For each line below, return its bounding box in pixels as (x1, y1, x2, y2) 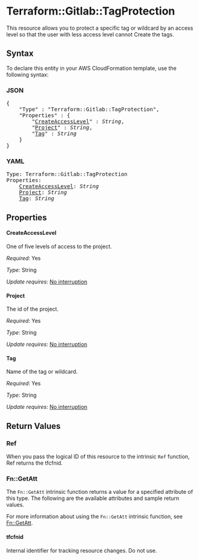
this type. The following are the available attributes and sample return (6, 494, 180, 502)
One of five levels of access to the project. (6, 243, 112, 250)
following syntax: (6, 71, 49, 78)
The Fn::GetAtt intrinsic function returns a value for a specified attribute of (6, 488, 194, 496)
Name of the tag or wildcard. (6, 368, 78, 376)
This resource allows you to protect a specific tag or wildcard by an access (6, 24, 194, 32)
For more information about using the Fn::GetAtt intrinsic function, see (6, 513, 183, 520)
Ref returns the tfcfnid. (6, 459, 63, 467)
